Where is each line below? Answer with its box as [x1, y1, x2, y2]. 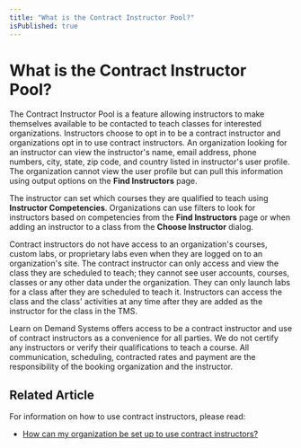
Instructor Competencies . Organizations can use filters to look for [9, 203, 256, 214]
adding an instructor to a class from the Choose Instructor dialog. [9, 222, 254, 233]
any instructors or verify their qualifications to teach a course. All [9, 342, 250, 353]
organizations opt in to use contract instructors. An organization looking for [9, 137, 288, 148]
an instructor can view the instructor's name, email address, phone [9, 147, 258, 158]
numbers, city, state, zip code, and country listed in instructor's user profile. [9, 156, 290, 167]
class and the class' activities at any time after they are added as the [9, 296, 263, 307]
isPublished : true [9, 22, 78, 31]
